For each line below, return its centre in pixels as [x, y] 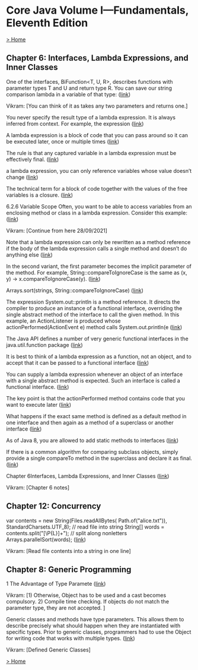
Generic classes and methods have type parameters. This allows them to [95, 620]
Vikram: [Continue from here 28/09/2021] [57, 230]
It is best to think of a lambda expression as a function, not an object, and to [99, 356]
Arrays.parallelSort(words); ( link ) [46, 539]
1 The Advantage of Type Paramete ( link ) [56, 584]
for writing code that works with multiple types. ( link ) [71, 639]
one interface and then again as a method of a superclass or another [90, 422]
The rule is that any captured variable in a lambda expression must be [91, 153]
